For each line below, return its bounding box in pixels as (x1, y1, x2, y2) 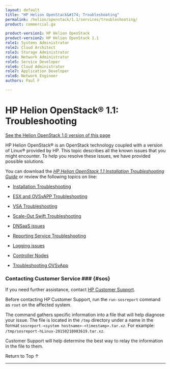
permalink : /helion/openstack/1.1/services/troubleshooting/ (5, 17, 138, 22)
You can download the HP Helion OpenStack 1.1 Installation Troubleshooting (5, 168, 164, 174)
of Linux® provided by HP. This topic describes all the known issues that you (5, 147, 166, 153)
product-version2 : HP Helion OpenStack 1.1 (5, 36, 99, 41)
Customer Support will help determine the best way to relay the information (5, 338, 163, 344)
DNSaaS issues (12, 222, 45, 229)
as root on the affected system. (5, 302, 72, 308)
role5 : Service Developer (5, 59, 60, 64)
